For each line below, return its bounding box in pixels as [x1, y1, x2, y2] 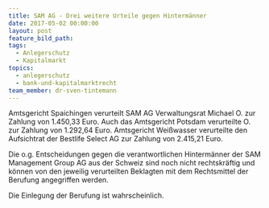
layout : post [8, 27, 52, 35]
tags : [8, 42, 27, 50]
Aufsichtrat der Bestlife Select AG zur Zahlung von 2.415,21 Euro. [8, 134, 223, 144]
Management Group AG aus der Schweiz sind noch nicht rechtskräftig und [8, 158, 255, 168]
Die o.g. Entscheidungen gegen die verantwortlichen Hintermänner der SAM [8, 149, 262, 159]
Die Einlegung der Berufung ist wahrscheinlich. [8, 190, 164, 201]
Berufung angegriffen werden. [8, 175, 109, 185]
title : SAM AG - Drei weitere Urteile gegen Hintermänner [8, 11, 207, 20]
